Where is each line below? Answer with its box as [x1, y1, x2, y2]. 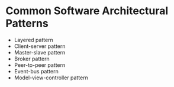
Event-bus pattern [14, 67, 59, 75]
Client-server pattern [14, 43, 66, 50]
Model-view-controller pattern [14, 74, 88, 81]
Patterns [5, 17, 49, 30]
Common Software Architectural [5, 4, 169, 18]
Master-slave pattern [14, 49, 66, 56]
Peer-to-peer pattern [14, 61, 66, 69]
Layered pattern [14, 36, 54, 43]
